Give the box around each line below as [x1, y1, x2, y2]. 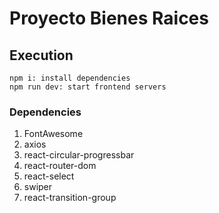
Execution [9, 47, 74, 64]
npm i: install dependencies [9, 73, 131, 83]
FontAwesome [23, 128, 84, 140]
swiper [23, 181, 53, 193]
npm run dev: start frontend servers [9, 82, 167, 92]
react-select [23, 170, 75, 182]
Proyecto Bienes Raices [9, 7, 209, 30]
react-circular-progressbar [23, 149, 135, 161]
